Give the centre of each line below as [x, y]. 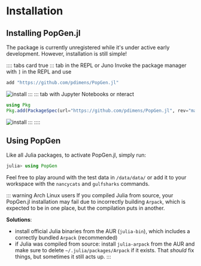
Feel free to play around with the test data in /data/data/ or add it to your [96, 178]
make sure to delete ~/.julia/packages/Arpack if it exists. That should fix [104, 250]
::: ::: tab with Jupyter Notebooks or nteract [81, 94]
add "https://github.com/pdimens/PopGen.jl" [63, 82]
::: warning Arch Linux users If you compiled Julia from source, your [90, 195]
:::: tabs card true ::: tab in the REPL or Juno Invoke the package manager [96, 65]
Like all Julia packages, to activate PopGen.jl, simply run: [76, 155]
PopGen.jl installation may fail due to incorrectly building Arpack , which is [96, 202]
